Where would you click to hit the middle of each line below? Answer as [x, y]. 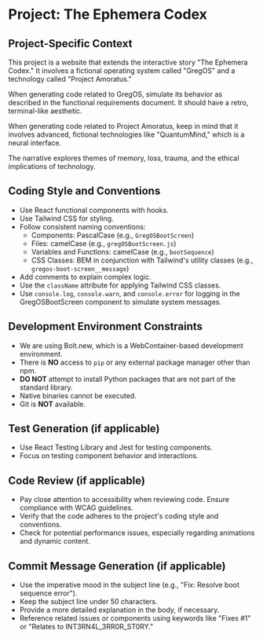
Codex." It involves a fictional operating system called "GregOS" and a [122, 71]
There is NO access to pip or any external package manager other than [135, 362]
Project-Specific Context [70, 44]
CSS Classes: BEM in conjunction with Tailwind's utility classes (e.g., [142, 260]
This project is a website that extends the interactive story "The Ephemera [128, 62]
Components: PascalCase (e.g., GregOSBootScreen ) [113, 235]
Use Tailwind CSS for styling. [66, 218]
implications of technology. [52, 166]
